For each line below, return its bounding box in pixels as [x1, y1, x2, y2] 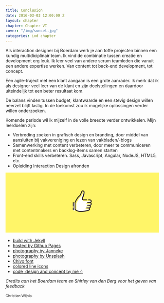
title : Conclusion [5, 8, 43, 13]
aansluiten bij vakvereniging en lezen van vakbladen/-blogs [12, 137, 132, 143]
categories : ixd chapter [5, 34, 56, 38]
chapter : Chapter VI [5, 23, 48, 28]
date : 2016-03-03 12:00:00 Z [5, 13, 65, 18]
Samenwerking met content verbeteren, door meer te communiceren [12, 142, 151, 148]
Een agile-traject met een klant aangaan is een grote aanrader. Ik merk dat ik [5, 78, 159, 83]
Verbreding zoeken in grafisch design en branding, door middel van [12, 132, 148, 137]
